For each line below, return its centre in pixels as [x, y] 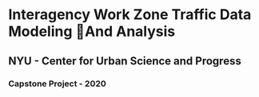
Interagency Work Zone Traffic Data [130, 15]
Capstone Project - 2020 [57, 83]
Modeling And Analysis [92, 31]
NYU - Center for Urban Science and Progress [125, 61]
